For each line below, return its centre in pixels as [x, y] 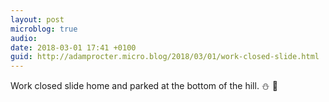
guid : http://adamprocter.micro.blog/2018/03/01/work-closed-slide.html [165, 57]
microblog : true [44, 29]
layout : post [37, 19]
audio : [24, 38]
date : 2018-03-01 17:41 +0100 [73, 47]
